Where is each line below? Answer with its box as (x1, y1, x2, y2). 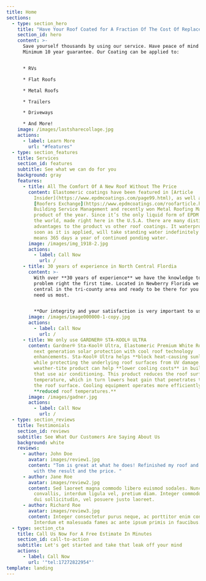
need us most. (33, 292, 70, 298)
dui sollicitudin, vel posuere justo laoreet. (33, 496, 155, 503)
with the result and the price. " (33, 467, 122, 474)
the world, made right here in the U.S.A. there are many (33, 218, 185, 224)
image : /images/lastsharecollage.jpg (17, 126, 114, 133)
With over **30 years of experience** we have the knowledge (33, 274, 193, 281)
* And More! (22, 121, 53, 127)
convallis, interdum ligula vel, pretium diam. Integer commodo (33, 491, 202, 497)
